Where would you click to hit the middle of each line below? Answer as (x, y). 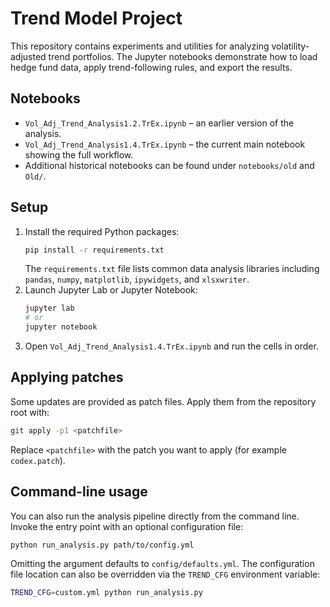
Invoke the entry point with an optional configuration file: (127, 526)
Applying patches (67, 377)
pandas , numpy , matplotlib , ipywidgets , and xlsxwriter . (137, 279)
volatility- (290, 46)
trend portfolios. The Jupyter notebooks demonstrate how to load (183, 56)
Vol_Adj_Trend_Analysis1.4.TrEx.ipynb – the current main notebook (165, 144)
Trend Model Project (96, 18)
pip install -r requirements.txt (94, 250)
